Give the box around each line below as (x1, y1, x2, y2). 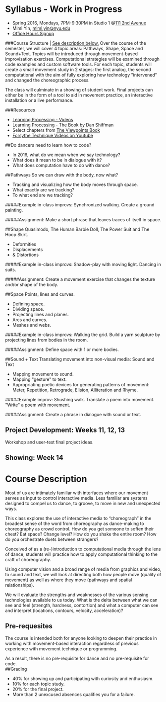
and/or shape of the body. (5, 281, 58, 287)
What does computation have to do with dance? (12, 162, 111, 168)
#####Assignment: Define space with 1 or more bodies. (5, 347, 119, 352)
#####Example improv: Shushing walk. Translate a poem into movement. (5, 396, 155, 402)
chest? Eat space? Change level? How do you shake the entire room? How (5, 531, 157, 537)
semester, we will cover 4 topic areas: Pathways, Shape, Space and (5, 45, 143, 51)
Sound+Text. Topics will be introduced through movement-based (5, 51, 138, 57)
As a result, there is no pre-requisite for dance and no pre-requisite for (5, 655, 150, 661)
